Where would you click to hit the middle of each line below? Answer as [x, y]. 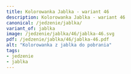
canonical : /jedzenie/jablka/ [44, 23]
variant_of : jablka [31, 28]
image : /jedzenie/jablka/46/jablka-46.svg [60, 34]
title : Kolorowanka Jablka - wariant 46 [58, 12]
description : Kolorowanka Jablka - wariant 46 [66, 17]
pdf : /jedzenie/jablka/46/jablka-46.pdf [58, 39]
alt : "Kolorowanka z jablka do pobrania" [59, 45]
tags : [13, 51]
